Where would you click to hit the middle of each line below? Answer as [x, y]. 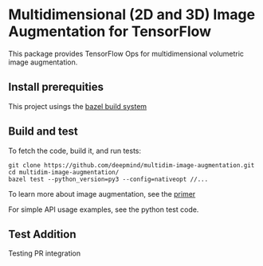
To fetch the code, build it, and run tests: [75, 151]
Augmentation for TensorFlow [110, 31]
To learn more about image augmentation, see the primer [102, 194]
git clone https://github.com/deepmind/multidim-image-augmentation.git [131, 165]
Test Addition [43, 234]
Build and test [43, 132]
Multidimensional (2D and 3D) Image [132, 15]
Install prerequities [56, 87]
